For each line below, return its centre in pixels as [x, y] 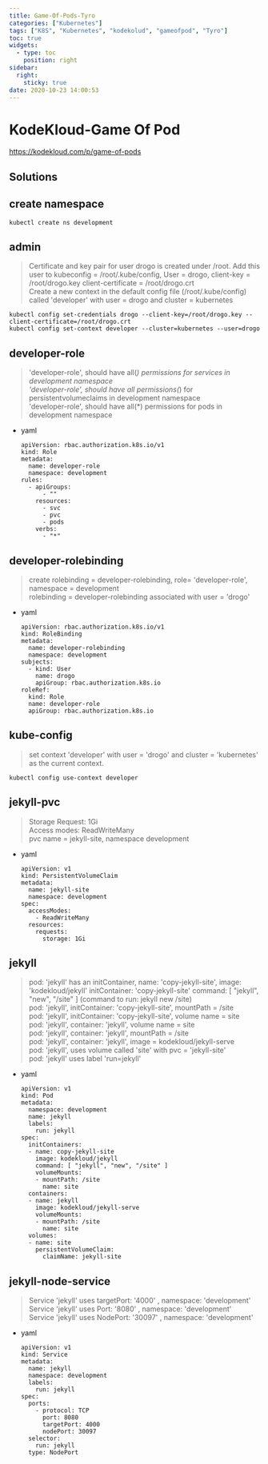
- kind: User [50, 668]
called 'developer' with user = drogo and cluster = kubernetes [131, 300]
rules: [32, 481]
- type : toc [36, 53]
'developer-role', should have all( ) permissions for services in [129, 373]
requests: [52, 931]
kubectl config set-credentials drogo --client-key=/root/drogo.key [126, 315]
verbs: [46, 529]
